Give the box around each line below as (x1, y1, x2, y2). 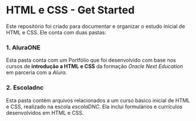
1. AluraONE (6, 43, 41, 51)
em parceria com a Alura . (6, 69, 67, 76)
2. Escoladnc (6, 84, 44, 92)
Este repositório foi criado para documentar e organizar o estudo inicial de (6, 23, 185, 30)
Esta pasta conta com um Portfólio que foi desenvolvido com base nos (6, 56, 177, 64)
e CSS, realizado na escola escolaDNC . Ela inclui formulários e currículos (6, 103, 183, 110)
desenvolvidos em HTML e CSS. (6, 109, 84, 116)
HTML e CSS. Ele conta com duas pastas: (6, 29, 106, 35)
